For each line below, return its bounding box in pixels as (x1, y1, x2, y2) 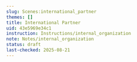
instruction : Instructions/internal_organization (6, 31, 132, 37)
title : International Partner (6, 19, 81, 25)
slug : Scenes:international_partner (6, 8, 97, 15)
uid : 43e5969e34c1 (6, 25, 52, 31)
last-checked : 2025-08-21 (6, 47, 70, 53)
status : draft (6, 42, 42, 48)
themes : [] (6, 14, 33, 20)
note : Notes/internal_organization (6, 36, 94, 42)
